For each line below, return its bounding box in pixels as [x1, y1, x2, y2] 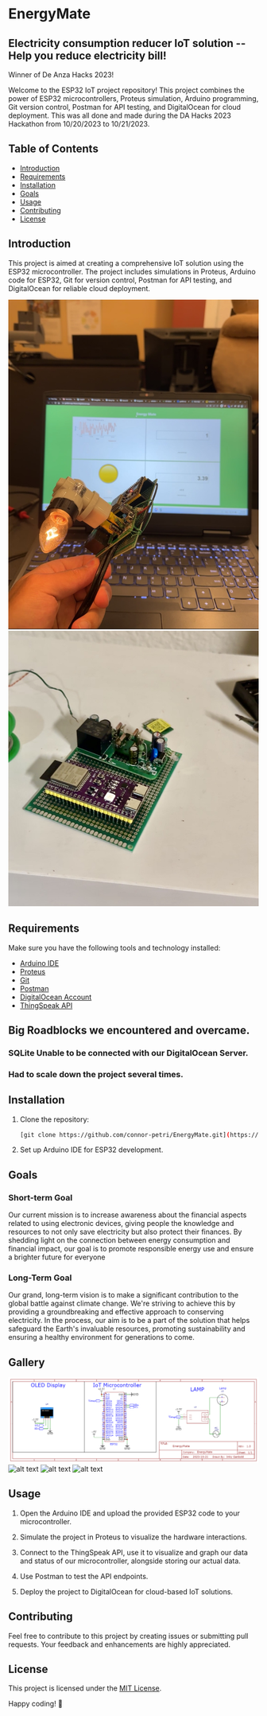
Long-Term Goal [8, 1272, 72, 1283]
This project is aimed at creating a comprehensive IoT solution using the [8, 258, 244, 267]
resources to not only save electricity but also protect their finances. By [8, 1227, 242, 1237]
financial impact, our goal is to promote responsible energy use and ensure [8, 1244, 254, 1254]
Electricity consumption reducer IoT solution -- [8, 37, 246, 50]
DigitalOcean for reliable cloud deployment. [8, 283, 151, 293]
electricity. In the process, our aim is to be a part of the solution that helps [8, 1316, 250, 1325]
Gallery [8, 1356, 45, 1369]
